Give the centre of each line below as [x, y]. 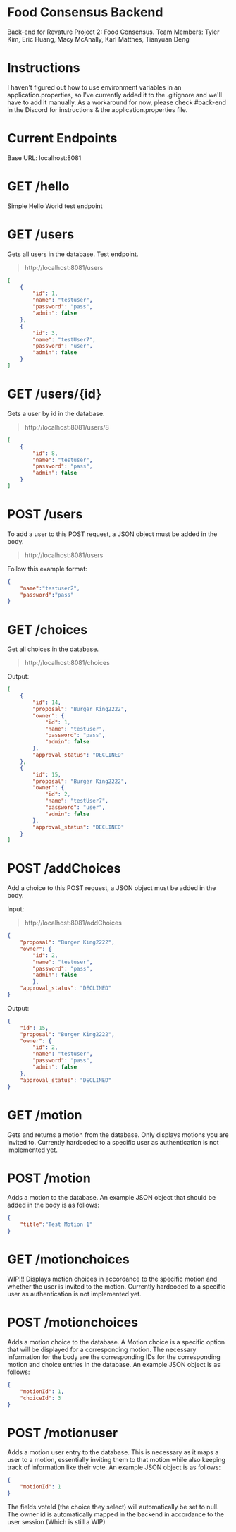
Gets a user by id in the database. [56, 413]
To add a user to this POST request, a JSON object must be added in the [112, 534]
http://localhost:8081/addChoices [73, 923]
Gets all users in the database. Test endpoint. [73, 254]
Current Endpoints [62, 139]
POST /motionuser [63, 1433]
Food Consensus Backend [85, 12]
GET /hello [38, 186]
